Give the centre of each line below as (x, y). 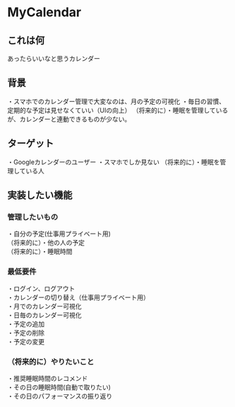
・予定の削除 (26, 333)
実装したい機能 (40, 195)
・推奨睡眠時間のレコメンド (48, 378)
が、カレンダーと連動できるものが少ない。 (69, 119)
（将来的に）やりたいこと (51, 362)
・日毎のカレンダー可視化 (44, 315)
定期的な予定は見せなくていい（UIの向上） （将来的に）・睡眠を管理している (118, 110)
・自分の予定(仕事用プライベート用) (59, 234)
